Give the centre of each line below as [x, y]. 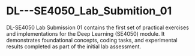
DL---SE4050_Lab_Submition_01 [89, 11]
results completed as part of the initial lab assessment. [74, 46]
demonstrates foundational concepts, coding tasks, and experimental [92, 40]
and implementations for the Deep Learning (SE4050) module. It [85, 33]
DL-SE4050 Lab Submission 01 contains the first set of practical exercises [97, 27]
